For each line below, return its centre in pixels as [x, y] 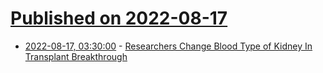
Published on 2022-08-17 [119, 18]
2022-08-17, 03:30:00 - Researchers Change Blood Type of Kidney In [168, 46]
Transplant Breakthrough [76, 56]
